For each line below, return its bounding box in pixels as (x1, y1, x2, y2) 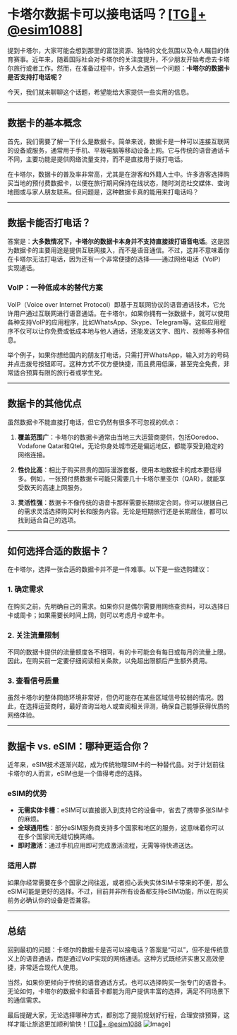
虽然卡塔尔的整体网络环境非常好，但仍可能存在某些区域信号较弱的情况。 (7, 694, 217, 702)
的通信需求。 (7, 995, 44, 1004)
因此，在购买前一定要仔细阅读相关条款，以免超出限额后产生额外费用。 (7, 657, 212, 665)
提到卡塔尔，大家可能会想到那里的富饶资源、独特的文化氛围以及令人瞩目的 (7, 46, 224, 54)
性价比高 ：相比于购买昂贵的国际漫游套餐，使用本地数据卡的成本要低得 (17, 465, 222, 474)
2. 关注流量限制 (7, 630, 60, 640)
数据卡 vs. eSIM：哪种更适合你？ (7, 740, 150, 752)
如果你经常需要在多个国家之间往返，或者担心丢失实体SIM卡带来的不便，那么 (7, 878, 229, 887)
